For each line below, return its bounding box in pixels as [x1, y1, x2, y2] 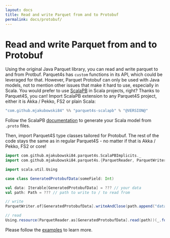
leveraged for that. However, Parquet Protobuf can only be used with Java [5, 77, 160, 83]
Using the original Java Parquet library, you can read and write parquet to [5, 66, 158, 72]
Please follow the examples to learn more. [5, 226, 93, 233]
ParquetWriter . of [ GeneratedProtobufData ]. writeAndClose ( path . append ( [5, 204, 155, 209]
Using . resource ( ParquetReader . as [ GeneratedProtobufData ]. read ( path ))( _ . [5, 218, 162, 223]
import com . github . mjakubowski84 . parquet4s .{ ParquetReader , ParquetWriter [5, 158, 166, 163]
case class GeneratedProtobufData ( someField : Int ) [5, 176, 114, 181]
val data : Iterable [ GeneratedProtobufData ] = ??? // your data [5, 185, 142, 190]
